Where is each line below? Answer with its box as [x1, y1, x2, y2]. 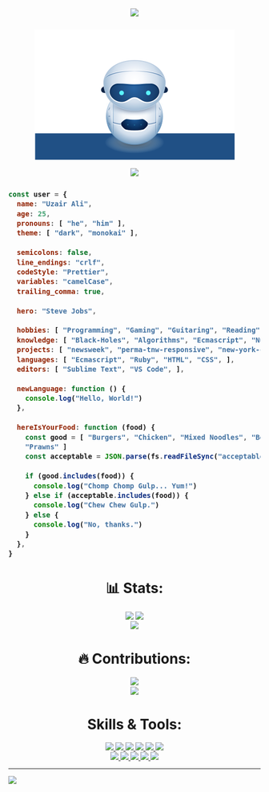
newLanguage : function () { [16, 384, 126, 393]
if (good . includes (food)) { [25, 471, 134, 481]
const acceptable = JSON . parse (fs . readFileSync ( [25, 452, 219, 461]
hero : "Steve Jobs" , [16, 306, 97, 315]
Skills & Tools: [86, 715, 183, 733]
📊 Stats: [105, 579, 164, 597]
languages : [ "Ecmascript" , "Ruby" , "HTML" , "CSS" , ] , [16, 355, 235, 364]
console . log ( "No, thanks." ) [33, 520, 143, 529]
